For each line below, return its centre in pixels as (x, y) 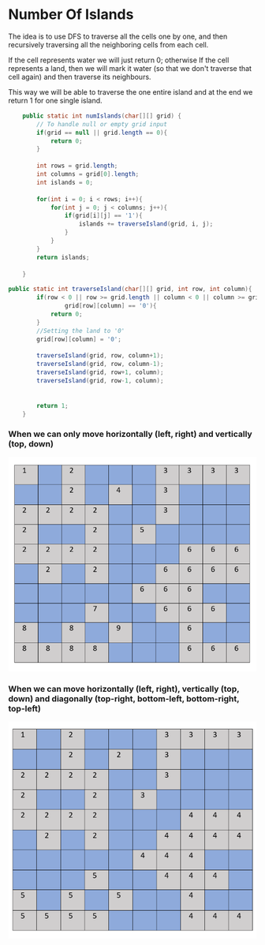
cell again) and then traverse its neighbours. (80, 77)
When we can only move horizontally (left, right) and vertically (130, 434)
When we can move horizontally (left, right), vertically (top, (124, 689)
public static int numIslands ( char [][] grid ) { (102, 116)
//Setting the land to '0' (81, 331)
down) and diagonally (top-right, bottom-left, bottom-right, (124, 698)
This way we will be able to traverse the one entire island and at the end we (131, 92)
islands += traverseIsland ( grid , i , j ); (146, 224)
